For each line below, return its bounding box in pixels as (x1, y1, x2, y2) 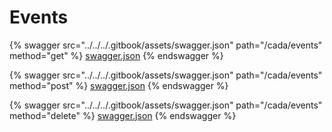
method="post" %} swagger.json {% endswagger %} (9, 79, 229, 91)
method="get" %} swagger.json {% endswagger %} (9, 49, 224, 61)
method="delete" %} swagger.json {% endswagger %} (9, 109, 237, 121)
